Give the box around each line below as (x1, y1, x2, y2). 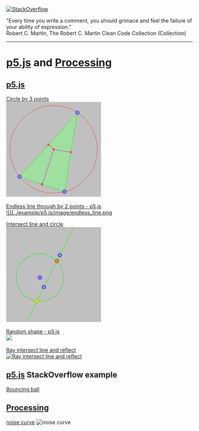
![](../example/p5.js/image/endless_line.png (6, 209, 113, 216)
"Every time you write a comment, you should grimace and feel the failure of (6, 17, 192, 24)
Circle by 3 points (6, 95, 49, 102)
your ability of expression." (6, 24, 72, 30)
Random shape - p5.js (6, 328, 60, 335)
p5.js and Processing (6, 56, 112, 69)
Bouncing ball (6, 385, 40, 392)
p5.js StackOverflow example (6, 370, 117, 380)
